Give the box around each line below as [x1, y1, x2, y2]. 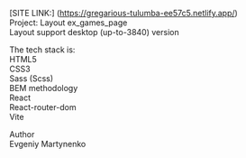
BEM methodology [9, 83, 78, 93]
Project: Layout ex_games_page [9, 17, 128, 28]
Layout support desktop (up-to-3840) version [9, 27, 179, 37]
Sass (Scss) [9, 73, 54, 84]
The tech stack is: [9, 44, 76, 55]
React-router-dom [9, 102, 77, 112]
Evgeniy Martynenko [9, 139, 87, 149]
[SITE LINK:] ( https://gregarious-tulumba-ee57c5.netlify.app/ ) [9, 8, 239, 18]
